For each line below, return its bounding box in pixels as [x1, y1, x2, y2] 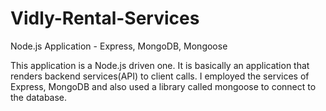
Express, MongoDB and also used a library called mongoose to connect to [10, 80, 317, 92]
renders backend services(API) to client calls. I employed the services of [10, 70, 310, 82]
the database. [10, 91, 68, 103]
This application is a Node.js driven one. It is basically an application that [10, 59, 310, 71]
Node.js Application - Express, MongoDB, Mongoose [10, 40, 228, 52]
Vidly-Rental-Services [10, 7, 200, 30]
